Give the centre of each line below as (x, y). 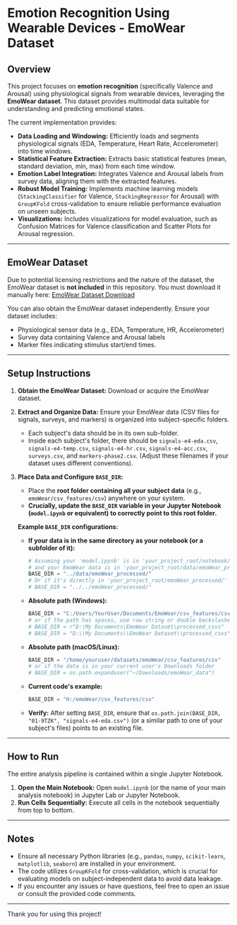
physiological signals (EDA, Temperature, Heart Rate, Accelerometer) (118, 144)
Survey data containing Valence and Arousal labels (91, 337)
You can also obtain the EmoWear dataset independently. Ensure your (109, 308)
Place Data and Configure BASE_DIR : (70, 477)
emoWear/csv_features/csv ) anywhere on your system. (107, 498)
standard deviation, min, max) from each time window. (96, 166)
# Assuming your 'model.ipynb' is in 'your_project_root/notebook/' (131, 561)
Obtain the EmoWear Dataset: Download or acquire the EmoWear (113, 390)
